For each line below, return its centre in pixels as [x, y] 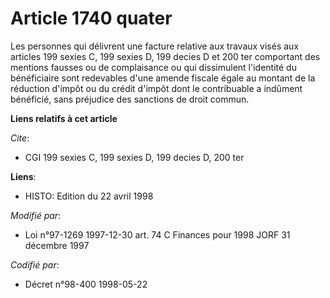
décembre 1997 [57, 245]
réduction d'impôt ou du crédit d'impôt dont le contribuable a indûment [156, 88]
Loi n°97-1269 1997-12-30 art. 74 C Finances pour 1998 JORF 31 [157, 234]
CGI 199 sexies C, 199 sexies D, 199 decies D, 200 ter [134, 157]
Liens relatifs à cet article [64, 118]
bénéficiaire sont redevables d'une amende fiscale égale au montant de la [163, 78]
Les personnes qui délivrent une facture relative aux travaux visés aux [155, 46]
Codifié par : [35, 264]
